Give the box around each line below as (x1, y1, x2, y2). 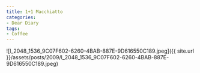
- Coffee (6, 31, 28, 37)
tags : (6, 25, 20, 32)
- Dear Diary (6, 20, 39, 26)
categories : (6, 14, 36, 20)
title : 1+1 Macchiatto (6, 8, 63, 15)
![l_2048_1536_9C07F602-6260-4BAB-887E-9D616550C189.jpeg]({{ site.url (6, 47, 194, 54)
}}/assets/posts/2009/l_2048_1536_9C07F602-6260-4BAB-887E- (6, 54, 169, 61)
